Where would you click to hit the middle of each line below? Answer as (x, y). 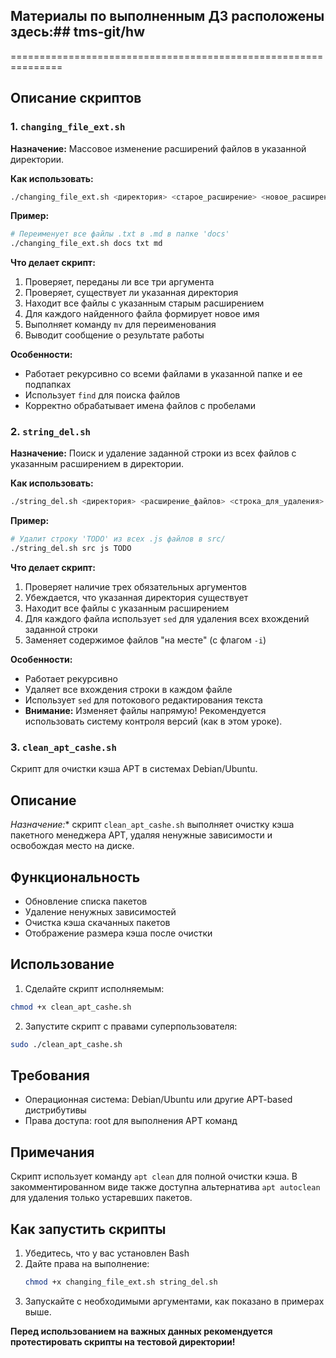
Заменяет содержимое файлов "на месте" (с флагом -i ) (145, 640)
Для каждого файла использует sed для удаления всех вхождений (167, 619)
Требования (50, 1075)
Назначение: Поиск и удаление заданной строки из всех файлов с (153, 453)
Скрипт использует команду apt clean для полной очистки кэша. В (154, 1176)
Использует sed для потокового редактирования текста (143, 700)
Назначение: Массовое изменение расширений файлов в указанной (158, 148)
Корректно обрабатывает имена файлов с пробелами (140, 406)
